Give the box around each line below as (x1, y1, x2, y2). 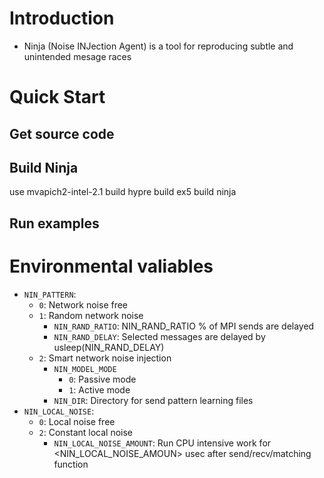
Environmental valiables (9, 255, 214, 277)
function (53, 458, 89, 470)
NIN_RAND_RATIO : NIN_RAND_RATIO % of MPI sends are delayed (53, 320, 315, 332)
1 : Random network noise (38, 309, 144, 321)
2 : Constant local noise (38, 426, 134, 438)
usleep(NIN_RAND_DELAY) (53, 341, 165, 353)
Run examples (9, 215, 100, 232)
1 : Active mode (68, 383, 131, 396)
